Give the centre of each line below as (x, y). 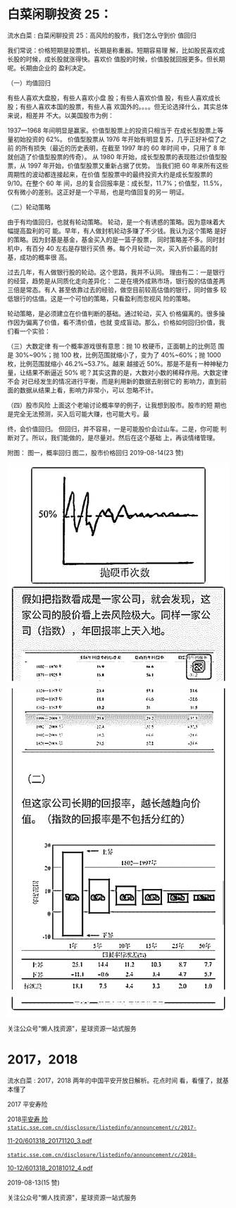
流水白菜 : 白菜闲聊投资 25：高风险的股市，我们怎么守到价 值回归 (102, 35)
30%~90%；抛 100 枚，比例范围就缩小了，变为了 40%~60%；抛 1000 (118, 355)
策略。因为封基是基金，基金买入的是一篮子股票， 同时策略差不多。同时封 (119, 239)
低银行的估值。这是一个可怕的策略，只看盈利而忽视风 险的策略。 (101, 298)
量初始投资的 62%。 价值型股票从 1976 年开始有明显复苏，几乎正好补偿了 (114, 139)
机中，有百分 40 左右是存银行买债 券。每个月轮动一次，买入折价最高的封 (113, 248)
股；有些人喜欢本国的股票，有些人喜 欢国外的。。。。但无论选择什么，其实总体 (118, 106)
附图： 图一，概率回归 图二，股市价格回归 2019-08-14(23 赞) (96, 452)
